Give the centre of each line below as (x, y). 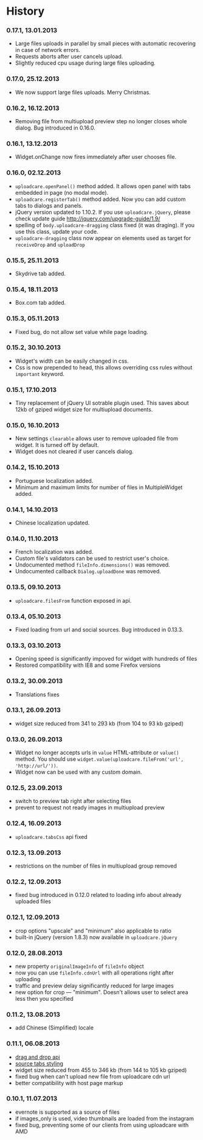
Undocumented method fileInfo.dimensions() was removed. (92, 565)
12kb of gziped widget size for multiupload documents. (84, 410)
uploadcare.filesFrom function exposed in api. (73, 600)
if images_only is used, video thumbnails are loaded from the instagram (105, 1118)
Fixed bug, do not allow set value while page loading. (82, 332)
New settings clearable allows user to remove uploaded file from (96, 438)
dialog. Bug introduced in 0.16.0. (55, 128)
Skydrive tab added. (40, 274)
